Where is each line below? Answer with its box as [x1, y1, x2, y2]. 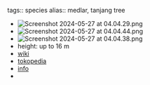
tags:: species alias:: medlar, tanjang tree [7, 6, 125, 14]
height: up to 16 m [17, 42, 70, 50]
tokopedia [17, 57, 47, 65]
